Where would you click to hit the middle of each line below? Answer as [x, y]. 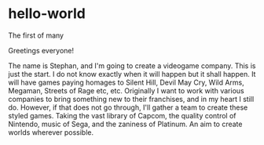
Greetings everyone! [41, 50]
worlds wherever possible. [51, 132]
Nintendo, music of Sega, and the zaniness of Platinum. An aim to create [125, 124]
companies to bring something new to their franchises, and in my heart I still [131, 99]
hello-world [47, 14]
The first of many [36, 35]
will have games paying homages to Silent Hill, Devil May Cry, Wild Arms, [126, 82]
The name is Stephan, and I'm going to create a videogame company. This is [132, 65]
